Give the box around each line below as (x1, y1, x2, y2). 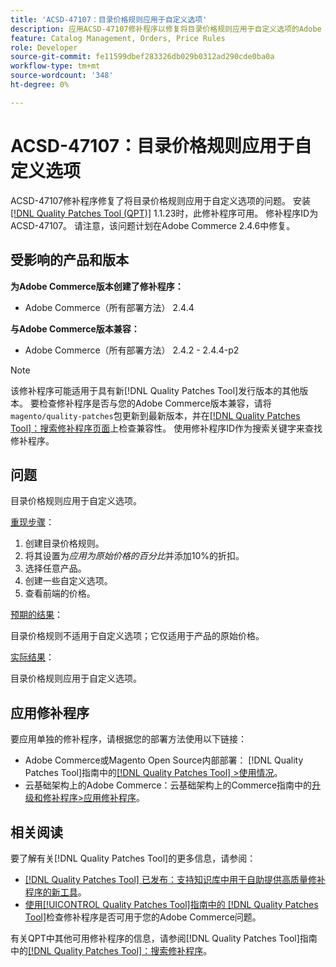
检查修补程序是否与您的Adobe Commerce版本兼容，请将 (38, 397, 272, 409)
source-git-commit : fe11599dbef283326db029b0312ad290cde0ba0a (10, 52, 275, 62)
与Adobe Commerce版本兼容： (10, 322, 140, 335)
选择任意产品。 (24, 562, 87, 575)
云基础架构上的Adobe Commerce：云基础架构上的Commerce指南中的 (24, 779, 313, 791)
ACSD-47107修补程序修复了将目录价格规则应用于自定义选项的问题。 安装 (10, 194, 312, 206)
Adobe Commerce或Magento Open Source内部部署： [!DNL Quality (24, 754, 304, 766)
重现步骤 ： (10, 516, 55, 528)
